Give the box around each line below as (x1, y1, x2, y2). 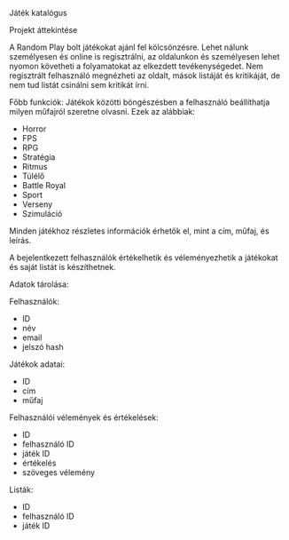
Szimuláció (21, 209, 63, 218)
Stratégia (21, 152, 56, 163)
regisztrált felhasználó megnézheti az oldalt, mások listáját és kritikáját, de (9, 70, 281, 81)
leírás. (9, 235, 32, 245)
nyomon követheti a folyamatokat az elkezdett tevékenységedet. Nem (9, 61, 264, 71)
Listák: (9, 484, 34, 495)
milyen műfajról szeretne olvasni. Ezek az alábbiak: (9, 107, 195, 116)
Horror (21, 123, 47, 134)
